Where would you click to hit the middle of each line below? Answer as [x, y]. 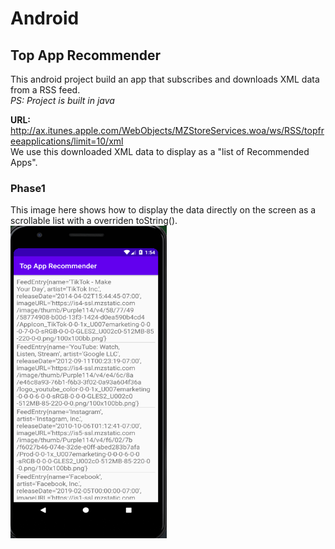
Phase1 [28, 188]
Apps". [24, 162]
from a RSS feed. [45, 90]
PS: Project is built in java [62, 100]
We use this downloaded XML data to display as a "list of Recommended [160, 151]
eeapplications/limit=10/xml [67, 141]
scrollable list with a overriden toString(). [94, 221]
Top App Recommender [86, 55]
